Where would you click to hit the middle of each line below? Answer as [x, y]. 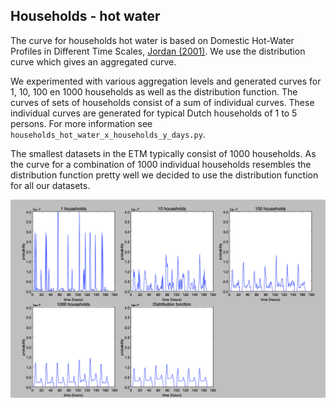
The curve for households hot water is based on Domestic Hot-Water [152, 40]
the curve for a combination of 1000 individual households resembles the [161, 164]
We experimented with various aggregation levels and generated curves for [166, 81]
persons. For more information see [81, 123]
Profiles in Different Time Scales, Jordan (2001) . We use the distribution [158, 51]
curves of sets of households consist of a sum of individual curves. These [162, 102]
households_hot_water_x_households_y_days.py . [108, 134]
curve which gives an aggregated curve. [93, 61]
